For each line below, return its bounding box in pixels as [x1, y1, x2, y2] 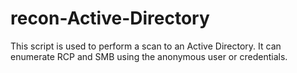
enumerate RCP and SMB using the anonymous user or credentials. [10, 50, 288, 62]
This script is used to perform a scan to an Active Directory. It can [10, 40, 282, 52]
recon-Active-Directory [10, 7, 210, 30]
